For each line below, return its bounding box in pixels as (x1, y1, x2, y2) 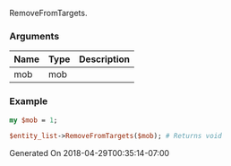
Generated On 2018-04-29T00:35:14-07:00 (9, 148, 170, 159)
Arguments (9, 30, 60, 42)
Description (79, 53, 130, 66)
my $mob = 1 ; (9, 116, 58, 125)
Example (9, 95, 48, 108)
